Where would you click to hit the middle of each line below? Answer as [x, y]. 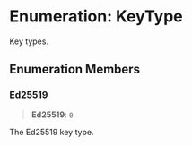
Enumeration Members [75, 69]
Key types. [29, 41]
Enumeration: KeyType [96, 17]
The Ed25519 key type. [52, 132]
